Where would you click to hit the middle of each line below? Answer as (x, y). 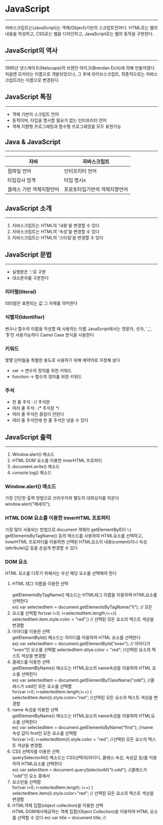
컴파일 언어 (19, 171)
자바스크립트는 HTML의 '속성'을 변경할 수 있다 (56, 232)
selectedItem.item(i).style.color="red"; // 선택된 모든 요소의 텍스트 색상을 (83, 793)
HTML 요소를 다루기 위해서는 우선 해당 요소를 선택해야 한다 (61, 573)
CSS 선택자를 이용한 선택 (36, 751)
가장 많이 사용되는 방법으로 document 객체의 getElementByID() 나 (68, 530)
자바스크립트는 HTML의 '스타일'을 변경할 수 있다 (57, 238)
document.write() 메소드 (36, 466)
